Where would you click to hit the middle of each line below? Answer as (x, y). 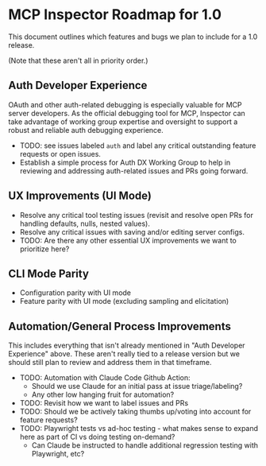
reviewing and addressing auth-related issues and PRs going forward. (134, 171)
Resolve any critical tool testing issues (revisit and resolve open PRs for (137, 215)
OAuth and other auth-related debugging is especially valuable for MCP (125, 104)
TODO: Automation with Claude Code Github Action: (105, 378)
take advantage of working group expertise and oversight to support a (123, 122)
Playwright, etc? (58, 454)
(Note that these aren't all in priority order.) (78, 60)
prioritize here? (44, 249)
